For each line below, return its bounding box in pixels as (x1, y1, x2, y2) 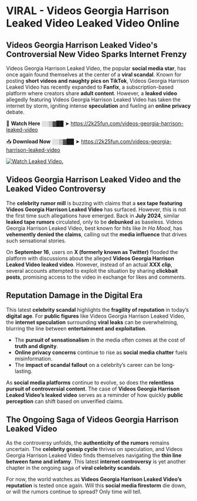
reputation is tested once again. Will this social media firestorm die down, (6, 482, 186, 489)
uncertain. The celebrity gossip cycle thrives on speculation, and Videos (6, 446, 183, 453)
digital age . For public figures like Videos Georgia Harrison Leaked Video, (6, 312, 186, 319)
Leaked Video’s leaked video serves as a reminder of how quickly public (6, 391, 184, 398)
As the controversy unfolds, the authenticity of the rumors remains (6, 439, 170, 446)
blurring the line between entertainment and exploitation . (6, 325, 147, 332)
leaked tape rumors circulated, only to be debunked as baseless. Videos (6, 218, 183, 225)
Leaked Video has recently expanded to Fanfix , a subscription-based (6, 83, 174, 91)
